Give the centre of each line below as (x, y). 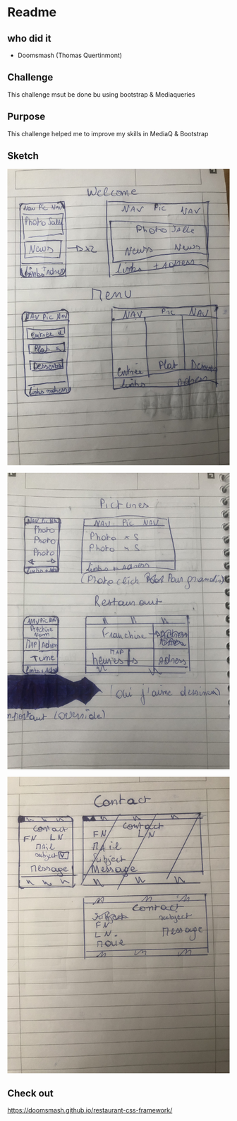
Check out (31, 1093)
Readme (32, 12)
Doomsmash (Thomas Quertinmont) (69, 55)
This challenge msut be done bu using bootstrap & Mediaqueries (101, 94)
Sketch (23, 156)
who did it (29, 38)
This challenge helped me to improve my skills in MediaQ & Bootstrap (108, 133)
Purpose (26, 117)
